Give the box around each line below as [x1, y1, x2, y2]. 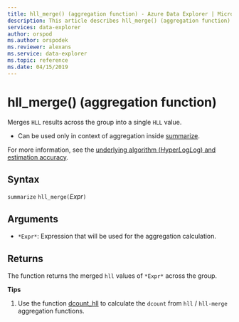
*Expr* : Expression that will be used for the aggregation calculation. [17, 232, 217, 241]
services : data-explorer [7, 24, 81, 31]
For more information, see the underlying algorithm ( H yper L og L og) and [7, 145, 216, 154]
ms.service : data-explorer [7, 51, 87, 58]
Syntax [7, 173, 40, 185]
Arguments [7, 213, 59, 225]
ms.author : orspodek [7, 37, 69, 44]
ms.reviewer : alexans [7, 43, 72, 51]
